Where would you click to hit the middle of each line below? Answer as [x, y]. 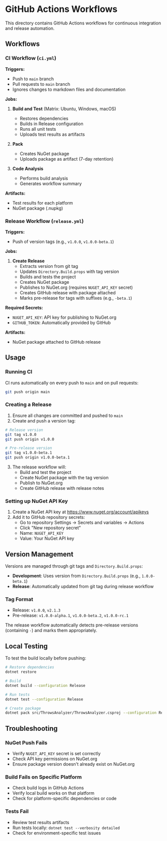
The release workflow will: [39, 467]
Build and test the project [45, 472]
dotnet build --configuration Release [45, 685]
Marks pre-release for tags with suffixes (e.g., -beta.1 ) [76, 298]
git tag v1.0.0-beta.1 [29, 453]
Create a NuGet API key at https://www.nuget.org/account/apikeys [81, 512]
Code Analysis [28, 169]
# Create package [23, 708]
